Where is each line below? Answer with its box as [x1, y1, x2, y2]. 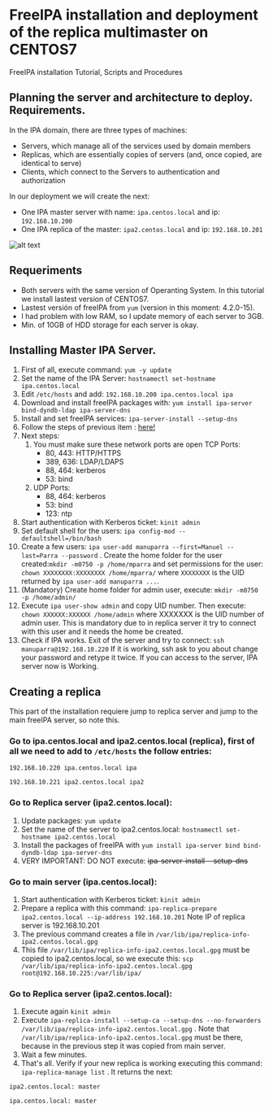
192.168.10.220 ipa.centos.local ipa [9, 764, 137, 772]
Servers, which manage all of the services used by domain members [20, 141, 251, 151]
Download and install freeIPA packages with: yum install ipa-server [20, 398, 253, 408]
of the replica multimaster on [9, 23, 209, 41]
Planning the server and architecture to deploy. [9, 91, 253, 105]
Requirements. [9, 103, 86, 117]
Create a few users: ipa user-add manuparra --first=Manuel [20, 542, 223, 552]
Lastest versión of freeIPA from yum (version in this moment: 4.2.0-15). [20, 303, 255, 312]
